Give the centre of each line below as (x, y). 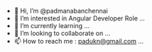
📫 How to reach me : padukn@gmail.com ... (79, 41)
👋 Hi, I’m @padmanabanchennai (61, 11)
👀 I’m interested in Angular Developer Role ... (80, 18)
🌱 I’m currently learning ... (52, 26)
